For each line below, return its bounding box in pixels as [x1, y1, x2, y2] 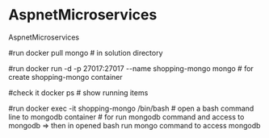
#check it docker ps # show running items [8, 87, 149, 98]
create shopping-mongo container [8, 72, 123, 82]
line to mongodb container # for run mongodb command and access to [8, 111, 245, 122]
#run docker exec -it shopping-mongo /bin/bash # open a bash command [8, 103, 254, 113]
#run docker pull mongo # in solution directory [8, 48, 163, 57]
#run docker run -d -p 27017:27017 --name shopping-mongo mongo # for [8, 63, 254, 73]
